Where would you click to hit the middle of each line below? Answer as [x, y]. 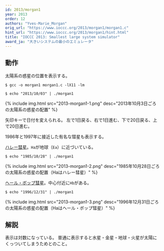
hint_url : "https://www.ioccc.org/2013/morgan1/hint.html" [67, 32]
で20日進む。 [19, 126]
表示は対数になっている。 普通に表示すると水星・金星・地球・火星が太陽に [81, 238]
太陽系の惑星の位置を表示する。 [37, 76]
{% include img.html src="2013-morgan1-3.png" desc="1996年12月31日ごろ [82, 202]
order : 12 [15, 19]
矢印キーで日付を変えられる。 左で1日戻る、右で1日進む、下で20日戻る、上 [81, 120]
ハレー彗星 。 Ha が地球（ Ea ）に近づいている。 [50, 147]
